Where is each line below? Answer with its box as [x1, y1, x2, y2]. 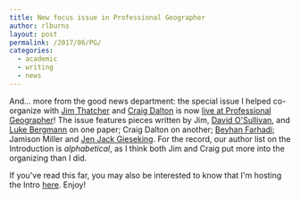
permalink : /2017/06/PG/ [9, 37, 102, 47]
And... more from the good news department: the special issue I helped [9, 95, 271, 106]
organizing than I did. [9, 153, 87, 163]
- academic [17, 54, 58, 63]
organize [9, 104, 42, 116]
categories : [9, 46, 54, 55]
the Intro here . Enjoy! [9, 179, 87, 190]
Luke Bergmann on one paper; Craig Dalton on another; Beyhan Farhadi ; [9, 124, 275, 135]
